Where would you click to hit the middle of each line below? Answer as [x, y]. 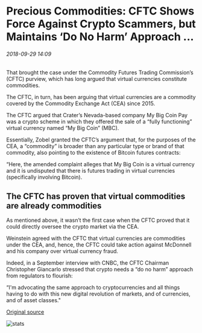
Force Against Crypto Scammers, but [101, 24]
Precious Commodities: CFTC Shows [100, 11]
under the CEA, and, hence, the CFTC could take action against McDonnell [99, 245]
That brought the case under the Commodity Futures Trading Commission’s [100, 73]
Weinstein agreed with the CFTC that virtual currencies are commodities [96, 238]
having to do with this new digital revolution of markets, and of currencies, [99, 294]
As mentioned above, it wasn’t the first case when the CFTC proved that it [98, 220]
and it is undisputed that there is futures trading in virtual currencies [91, 171]
